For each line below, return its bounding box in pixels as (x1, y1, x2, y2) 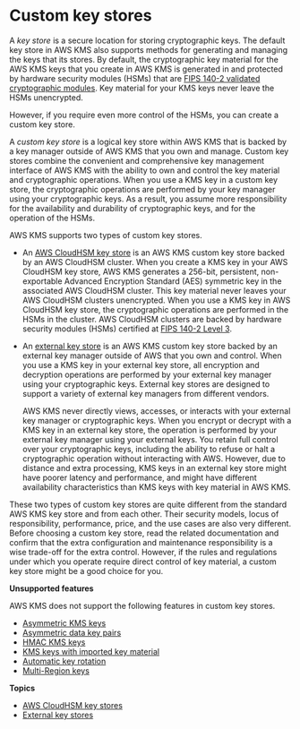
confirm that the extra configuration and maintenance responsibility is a (9, 536, 273, 547)
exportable (21, 275, 63, 287)
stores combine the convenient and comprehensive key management (9, 155, 265, 166)
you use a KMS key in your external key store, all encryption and (21, 359, 260, 370)
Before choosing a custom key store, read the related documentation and (9, 527, 279, 538)
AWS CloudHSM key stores (21, 699, 124, 710)
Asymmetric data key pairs (21, 627, 122, 638)
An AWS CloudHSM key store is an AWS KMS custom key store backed (21, 247, 285, 258)
